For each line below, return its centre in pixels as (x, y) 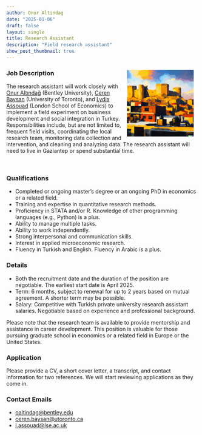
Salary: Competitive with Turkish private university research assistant (102, 304)
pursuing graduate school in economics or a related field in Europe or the (98, 335)
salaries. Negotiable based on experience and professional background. (105, 311)
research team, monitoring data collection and (64, 138)
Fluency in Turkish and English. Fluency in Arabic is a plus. (88, 249)
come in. (17, 384)
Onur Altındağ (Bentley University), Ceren (58, 93)
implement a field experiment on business (59, 112)
